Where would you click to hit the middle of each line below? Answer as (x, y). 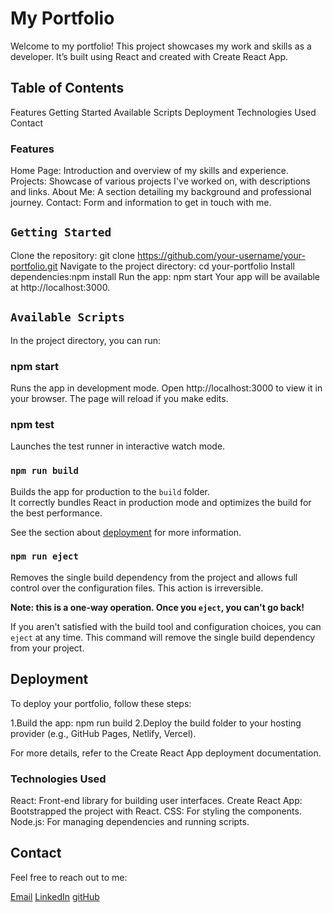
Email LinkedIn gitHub (55, 896)
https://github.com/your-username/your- (221, 255)
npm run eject (44, 556)
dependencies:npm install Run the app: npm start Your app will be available (165, 276)
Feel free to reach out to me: (69, 877)
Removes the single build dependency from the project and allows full (154, 577)
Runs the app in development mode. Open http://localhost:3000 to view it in (166, 388)
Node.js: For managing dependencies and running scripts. (130, 821)
